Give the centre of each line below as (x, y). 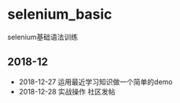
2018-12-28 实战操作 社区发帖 (67, 91)
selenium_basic (60, 14)
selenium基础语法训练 (43, 37)
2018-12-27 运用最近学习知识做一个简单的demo (96, 82)
